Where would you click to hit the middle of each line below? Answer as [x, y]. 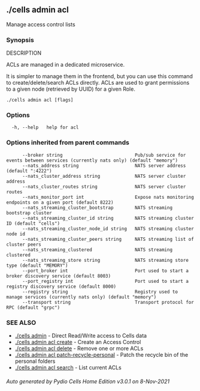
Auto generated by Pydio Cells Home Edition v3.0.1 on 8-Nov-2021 [88, 381]
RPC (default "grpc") [33, 308]
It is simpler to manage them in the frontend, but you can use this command [100, 76]
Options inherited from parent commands [68, 142]
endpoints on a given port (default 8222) [60, 202]
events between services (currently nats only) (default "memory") [92, 160]
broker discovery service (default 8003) [59, 276]
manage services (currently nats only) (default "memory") [81, 297]
